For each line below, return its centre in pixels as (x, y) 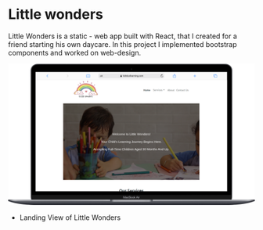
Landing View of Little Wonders (70, 217)
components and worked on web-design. (75, 52)
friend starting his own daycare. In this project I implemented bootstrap (122, 44)
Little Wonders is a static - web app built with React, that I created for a (122, 36)
